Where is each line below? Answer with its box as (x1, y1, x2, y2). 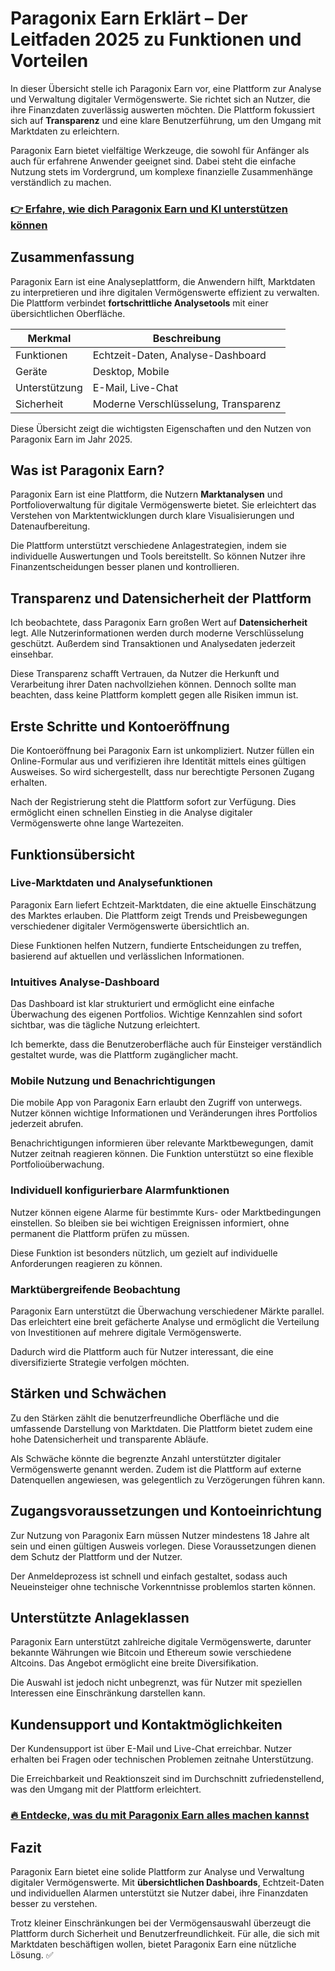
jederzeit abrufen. (10, 1118, 84, 1130)
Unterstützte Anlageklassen (10, 1610, 190, 1626)
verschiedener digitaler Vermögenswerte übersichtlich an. (10, 920, 250, 932)
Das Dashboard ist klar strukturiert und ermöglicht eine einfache (10, 998, 275, 1010)
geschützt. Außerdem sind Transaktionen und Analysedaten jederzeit (10, 638, 296, 650)
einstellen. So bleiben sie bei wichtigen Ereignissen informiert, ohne (10, 1217, 290, 1229)
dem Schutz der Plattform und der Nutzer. (10, 1550, 183, 1562)
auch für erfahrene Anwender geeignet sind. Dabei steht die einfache (10, 155, 297, 167)
